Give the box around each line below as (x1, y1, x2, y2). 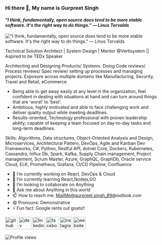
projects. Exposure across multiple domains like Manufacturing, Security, (5, 74, 155, 80)
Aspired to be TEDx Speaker (5, 53, 63, 59)
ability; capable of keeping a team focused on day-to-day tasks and (12, 120, 151, 126)
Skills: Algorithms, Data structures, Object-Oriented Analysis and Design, (5, 135, 154, 141)
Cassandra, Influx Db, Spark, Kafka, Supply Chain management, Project (5, 151, 151, 157)
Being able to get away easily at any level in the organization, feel (12, 88, 146, 94)
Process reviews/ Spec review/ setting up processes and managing (5, 68, 143, 74)
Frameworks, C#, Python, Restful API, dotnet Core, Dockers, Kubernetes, (5, 146, 154, 152)
